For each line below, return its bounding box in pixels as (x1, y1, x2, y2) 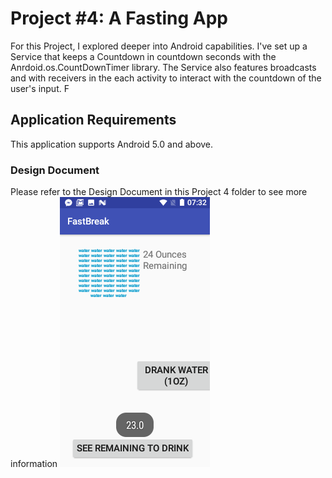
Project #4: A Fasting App (10, 7, 228, 30)
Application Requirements (10, 112, 177, 129)
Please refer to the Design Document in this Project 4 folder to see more (10, 186, 308, 198)
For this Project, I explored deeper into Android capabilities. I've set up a (10, 40, 308, 52)
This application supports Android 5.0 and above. (10, 138, 214, 150)
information (10, 458, 58, 470)
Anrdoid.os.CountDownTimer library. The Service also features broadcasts (10, 61, 317, 73)
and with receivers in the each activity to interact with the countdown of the (10, 72, 322, 84)
